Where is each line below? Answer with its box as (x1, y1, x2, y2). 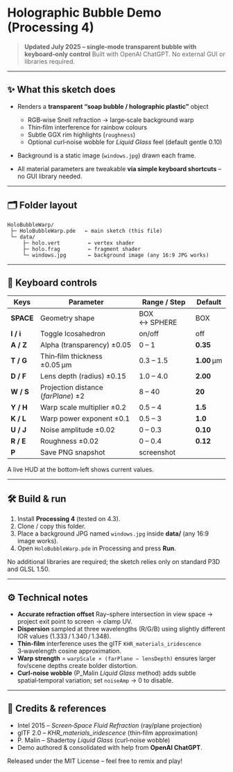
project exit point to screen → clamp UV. (17, 617, 133, 625)
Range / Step (141, 297, 186, 307)
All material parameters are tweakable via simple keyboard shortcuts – (17, 164, 222, 173)
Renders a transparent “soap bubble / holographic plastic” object (17, 102, 209, 110)
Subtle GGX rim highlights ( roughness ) (27, 130, 136, 139)
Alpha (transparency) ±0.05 (40, 340, 132, 350)
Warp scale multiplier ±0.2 (40, 403, 127, 412)
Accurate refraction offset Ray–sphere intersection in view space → (17, 610, 214, 618)
